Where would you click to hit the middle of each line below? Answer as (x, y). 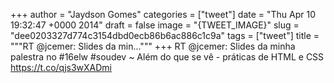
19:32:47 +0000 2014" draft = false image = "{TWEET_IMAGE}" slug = (155, 25)
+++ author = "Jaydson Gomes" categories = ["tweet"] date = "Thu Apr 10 (163, 14)
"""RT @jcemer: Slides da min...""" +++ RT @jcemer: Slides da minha (153, 46)
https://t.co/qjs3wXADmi (61, 67)
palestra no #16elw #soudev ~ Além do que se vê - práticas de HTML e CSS (167, 57)
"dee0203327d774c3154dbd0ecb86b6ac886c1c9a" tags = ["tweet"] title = (165, 35)
